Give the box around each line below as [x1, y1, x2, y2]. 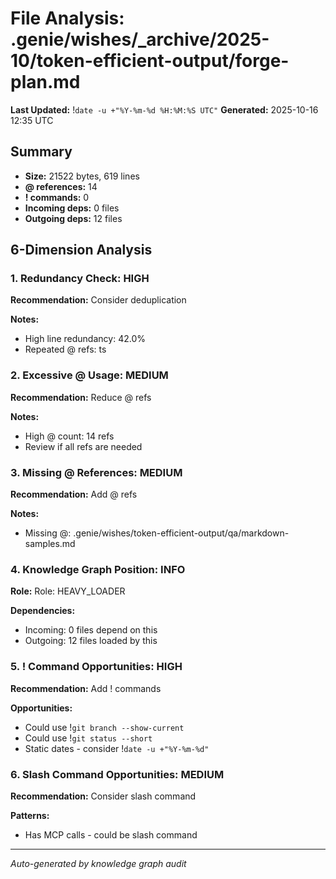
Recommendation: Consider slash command [10, 790, 197, 802]
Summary [10, 143, 73, 161]
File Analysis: [10, 7, 125, 30]
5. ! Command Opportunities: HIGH [10, 660, 183, 674]
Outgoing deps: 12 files [24, 212, 123, 224]
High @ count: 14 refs [24, 430, 115, 442]
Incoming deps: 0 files [24, 202, 120, 214]
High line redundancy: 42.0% [24, 333, 146, 345]
